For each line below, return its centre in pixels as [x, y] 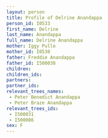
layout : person [26, 12]
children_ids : [24, 74]
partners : [19, 80]
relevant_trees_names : [35, 92]
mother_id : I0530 [28, 52]
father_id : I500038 [31, 63]
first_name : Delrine [33, 29]
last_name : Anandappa [34, 35]
